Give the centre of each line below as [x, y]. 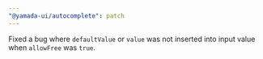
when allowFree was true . [52, 47]
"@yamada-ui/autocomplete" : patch [67, 16]
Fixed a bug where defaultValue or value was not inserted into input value [132, 39]
